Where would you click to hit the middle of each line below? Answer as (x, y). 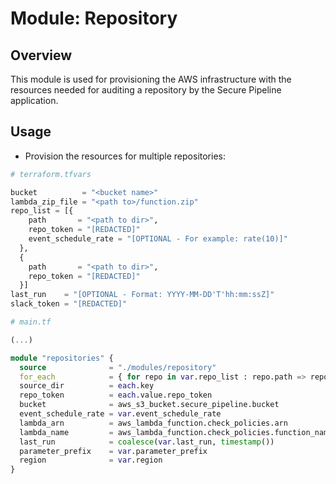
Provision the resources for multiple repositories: (125, 156)
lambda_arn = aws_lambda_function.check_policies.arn (153, 423)
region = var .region (91, 460)
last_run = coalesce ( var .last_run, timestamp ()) (147, 442)
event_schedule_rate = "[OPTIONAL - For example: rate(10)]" (158, 239)
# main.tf (31, 322)
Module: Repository (94, 18)
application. (34, 100)
